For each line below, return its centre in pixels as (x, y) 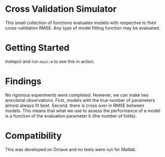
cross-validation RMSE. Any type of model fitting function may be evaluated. (83, 28)
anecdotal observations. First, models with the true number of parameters (80, 100)
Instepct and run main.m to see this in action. (50, 61)
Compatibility (33, 136)
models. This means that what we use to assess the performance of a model (83, 110)
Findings (23, 81)
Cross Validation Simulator (61, 9)
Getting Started (37, 48)
